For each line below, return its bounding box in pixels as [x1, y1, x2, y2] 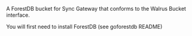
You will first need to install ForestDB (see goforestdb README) [6, 23, 163, 30]
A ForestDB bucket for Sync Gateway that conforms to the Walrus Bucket [6, 5, 187, 12]
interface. [6, 11, 30, 19]
